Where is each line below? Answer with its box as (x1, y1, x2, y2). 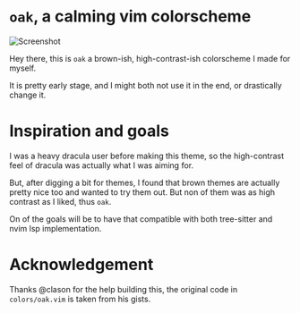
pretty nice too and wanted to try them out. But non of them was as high (9, 186, 276, 198)
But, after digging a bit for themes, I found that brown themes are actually (9, 177, 280, 188)
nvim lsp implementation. (9, 223, 102, 233)
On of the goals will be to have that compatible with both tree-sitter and (9, 213, 273, 224)
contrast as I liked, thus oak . (9, 196, 112, 207)
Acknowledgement (9, 255, 154, 275)
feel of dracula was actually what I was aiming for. (9, 159, 194, 171)
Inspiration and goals (9, 121, 170, 141)
